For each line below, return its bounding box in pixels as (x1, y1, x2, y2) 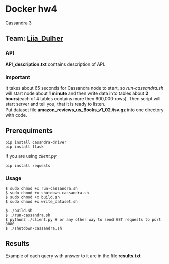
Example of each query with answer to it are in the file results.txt (5, 253, 141, 259)
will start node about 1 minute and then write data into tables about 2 (5, 90, 149, 96)
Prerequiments (5, 127, 53, 135)
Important (5, 74, 30, 81)
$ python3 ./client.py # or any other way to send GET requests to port (5, 217, 161, 222)
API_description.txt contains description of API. (5, 61, 106, 67)
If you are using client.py (5, 153, 57, 159)
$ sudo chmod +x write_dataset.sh (5, 199, 78, 204)
